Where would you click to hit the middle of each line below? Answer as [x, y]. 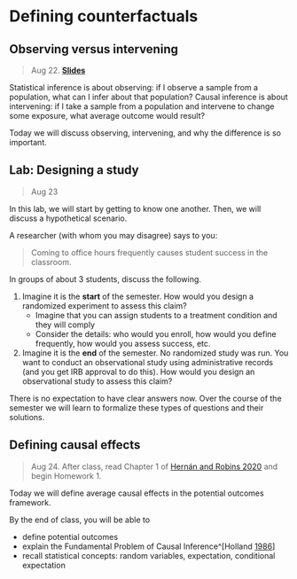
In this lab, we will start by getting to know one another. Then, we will [135, 208]
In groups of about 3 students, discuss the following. [106, 279]
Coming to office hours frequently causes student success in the [149, 252]
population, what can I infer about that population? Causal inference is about [148, 97]
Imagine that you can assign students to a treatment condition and [156, 315]
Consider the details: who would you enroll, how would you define [156, 333]
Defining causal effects [75, 445]
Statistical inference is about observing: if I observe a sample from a [134, 87]
